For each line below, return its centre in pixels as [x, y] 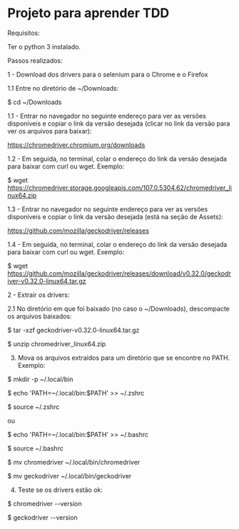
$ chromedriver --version [45, 503]
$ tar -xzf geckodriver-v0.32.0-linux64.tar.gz [73, 330]
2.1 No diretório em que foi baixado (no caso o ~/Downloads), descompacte [118, 308]
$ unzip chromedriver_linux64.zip [57, 343]
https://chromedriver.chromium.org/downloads [76, 145]
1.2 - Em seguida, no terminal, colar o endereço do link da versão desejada [117, 158]
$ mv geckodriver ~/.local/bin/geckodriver [70, 475]
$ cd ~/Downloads [35, 102]
